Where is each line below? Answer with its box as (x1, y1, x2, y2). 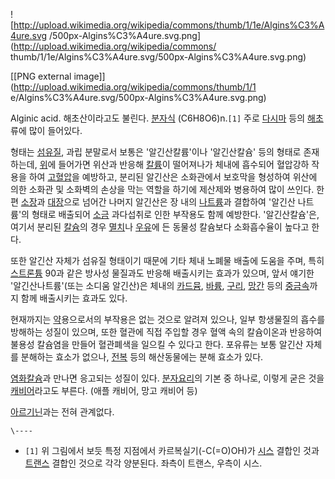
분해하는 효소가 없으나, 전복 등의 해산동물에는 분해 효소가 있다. (20, 351, 264, 363)
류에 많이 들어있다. (10, 125, 83, 136)
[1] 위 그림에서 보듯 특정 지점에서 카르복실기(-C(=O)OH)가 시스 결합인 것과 (24, 445, 320, 456)
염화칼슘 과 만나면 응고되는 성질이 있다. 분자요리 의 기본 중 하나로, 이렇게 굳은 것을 (10, 372, 325, 384)
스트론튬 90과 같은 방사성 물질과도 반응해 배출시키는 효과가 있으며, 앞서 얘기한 (10, 267, 315, 279)
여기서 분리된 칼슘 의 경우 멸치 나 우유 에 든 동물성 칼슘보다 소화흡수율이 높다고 (10, 221, 310, 233)
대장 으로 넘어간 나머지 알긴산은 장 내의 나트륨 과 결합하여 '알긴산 (47, 196, 296, 208)
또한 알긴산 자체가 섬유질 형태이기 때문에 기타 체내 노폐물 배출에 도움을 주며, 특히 (10, 255, 325, 266)
